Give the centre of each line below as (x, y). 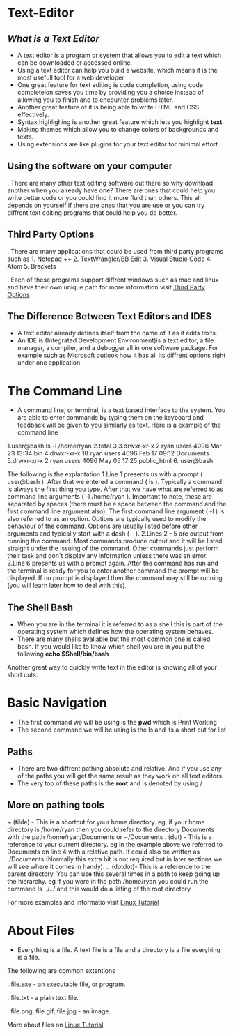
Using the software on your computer (90, 166)
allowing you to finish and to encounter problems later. (95, 100)
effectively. (33, 114)
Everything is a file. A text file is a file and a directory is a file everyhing (119, 949)
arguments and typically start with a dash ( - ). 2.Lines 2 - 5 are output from (115, 534)
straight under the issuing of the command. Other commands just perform (113, 548)
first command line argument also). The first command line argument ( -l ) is (116, 511)
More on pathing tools (56, 805)
